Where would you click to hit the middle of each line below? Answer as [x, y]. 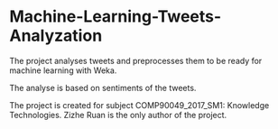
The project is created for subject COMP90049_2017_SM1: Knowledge [139, 105]
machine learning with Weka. [63, 70]
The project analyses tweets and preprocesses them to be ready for [136, 60]
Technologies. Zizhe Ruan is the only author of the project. [118, 115]
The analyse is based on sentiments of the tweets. [103, 88]
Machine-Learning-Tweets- [116, 17]
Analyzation [56, 36]
